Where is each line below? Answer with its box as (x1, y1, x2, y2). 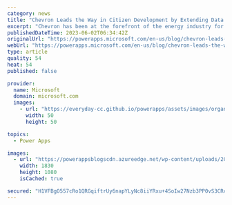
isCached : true (19, 175, 64, 182)
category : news (7, 10, 51, 17)
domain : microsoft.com (13, 93, 79, 100)
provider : (7, 80, 36, 87)
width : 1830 (19, 162, 54, 169)
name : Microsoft (13, 87, 60, 94)
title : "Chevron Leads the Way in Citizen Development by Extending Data (7, 17, 224, 23)
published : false (7, 67, 57, 74)
